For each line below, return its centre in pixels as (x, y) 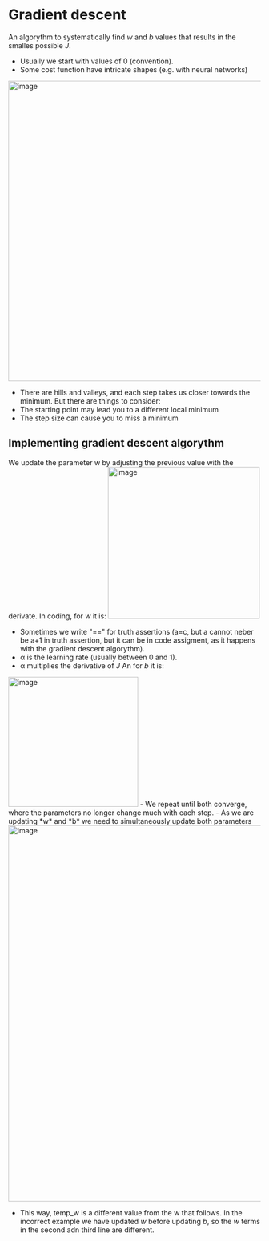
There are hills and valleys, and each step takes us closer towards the (135, 392)
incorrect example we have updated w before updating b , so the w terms (140, 1221)
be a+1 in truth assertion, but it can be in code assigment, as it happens (138, 640)
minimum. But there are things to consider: (90, 401)
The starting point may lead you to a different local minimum (119, 409)
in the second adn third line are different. (87, 1230)
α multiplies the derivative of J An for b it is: (92, 665)
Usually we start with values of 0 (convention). (96, 61)
